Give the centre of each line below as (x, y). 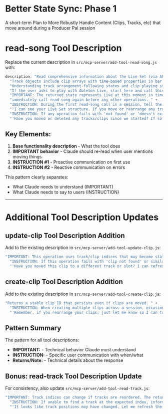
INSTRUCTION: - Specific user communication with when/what (78, 355)
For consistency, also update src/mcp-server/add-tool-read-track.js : (77, 388)
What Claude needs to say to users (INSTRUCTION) (66, 192)
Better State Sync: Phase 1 (61, 9)
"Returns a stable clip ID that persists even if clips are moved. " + (81, 303)
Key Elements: (28, 134)
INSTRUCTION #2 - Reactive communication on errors (69, 167)
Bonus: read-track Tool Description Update (73, 376)
